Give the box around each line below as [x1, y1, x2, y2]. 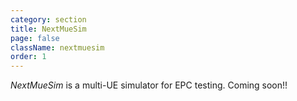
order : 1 [10, 52, 47, 62]
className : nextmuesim [10, 42, 105, 53]
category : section [10, 14, 87, 25]
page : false [10, 33, 60, 43]
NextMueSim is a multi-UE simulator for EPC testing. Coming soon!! [10, 79, 288, 91]
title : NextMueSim [10, 24, 87, 34]
